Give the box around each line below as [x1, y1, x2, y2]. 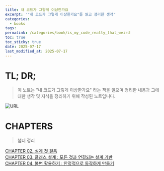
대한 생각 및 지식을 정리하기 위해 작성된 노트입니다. [17, 93, 116, 99]
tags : [5, 26, 16, 31]
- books [9, 21, 26, 26]
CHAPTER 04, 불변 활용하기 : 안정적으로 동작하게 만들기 [5, 161, 114, 167]
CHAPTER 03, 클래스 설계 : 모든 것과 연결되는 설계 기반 [5, 154, 113, 160]
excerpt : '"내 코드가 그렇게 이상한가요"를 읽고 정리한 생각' [5, 12, 116, 17]
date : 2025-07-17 [5, 44, 41, 49]
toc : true [5, 35, 26, 40]
